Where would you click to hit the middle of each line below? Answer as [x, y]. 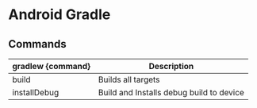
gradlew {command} [52, 66]
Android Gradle [59, 15]
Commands [38, 44]
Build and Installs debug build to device [171, 93]
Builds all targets [129, 79]
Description [171, 66]
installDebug [36, 93]
